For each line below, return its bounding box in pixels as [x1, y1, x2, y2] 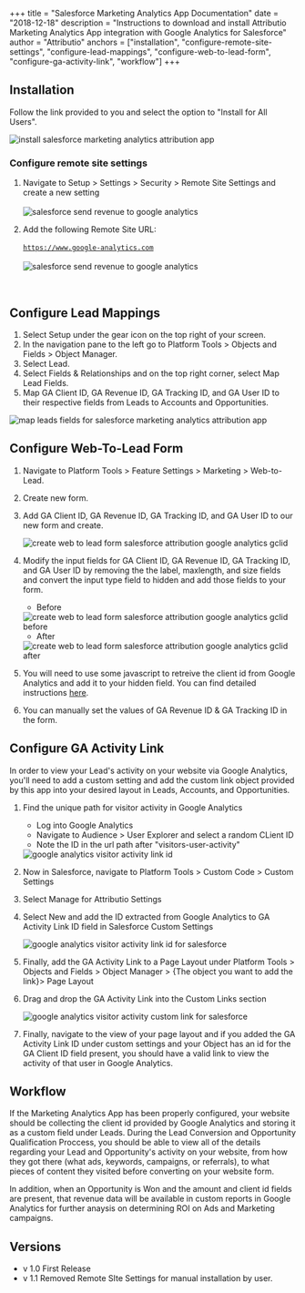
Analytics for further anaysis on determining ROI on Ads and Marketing [9, 1203, 276, 1214]
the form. [22, 714, 57, 725]
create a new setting [22, 187, 100, 199]
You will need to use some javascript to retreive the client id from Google [22, 667, 296, 678]
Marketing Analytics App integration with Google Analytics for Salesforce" [9, 27, 287, 37]
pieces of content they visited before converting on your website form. [9, 1166, 275, 1177]
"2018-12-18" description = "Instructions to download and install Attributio [9, 17, 287, 28]
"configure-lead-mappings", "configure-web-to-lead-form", [46, 46, 271, 57]
